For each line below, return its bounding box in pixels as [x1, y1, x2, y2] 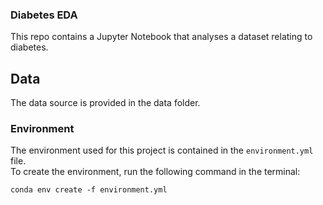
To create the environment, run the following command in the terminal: [10, 166, 301, 178]
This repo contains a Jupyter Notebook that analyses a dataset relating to [10, 31, 313, 43]
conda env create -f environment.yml [10, 185, 168, 195]
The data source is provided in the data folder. [10, 97, 201, 109]
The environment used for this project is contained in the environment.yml [10, 144, 314, 157]
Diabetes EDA [10, 8, 78, 22]
